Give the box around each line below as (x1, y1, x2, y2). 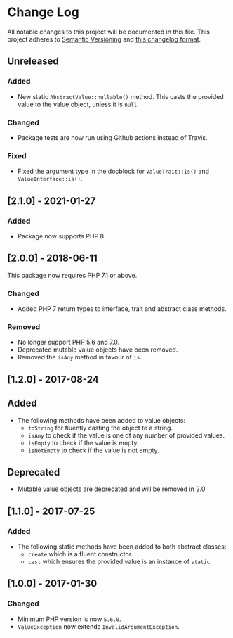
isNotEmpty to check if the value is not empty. (27, 446, 159, 454)
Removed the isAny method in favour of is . (17, 353, 142, 362)
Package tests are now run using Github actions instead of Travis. (17, 133, 208, 141)
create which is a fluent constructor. (27, 550, 133, 559)
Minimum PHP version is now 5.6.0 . (17, 615, 121, 623)
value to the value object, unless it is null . (17, 100, 139, 108)
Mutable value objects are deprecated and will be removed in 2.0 (17, 485, 206, 493)
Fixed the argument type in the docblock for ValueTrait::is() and (17, 167, 209, 176)
